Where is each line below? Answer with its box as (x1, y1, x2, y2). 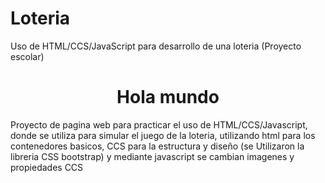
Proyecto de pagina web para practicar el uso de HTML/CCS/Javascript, (10, 118, 308, 131)
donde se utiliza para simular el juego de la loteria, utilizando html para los (10, 129, 316, 141)
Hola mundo (116, 86, 220, 109)
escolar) (10, 50, 45, 62)
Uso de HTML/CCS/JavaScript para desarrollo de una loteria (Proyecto (10, 40, 302, 52)
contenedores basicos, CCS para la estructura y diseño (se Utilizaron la (10, 140, 305, 152)
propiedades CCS (10, 161, 84, 173)
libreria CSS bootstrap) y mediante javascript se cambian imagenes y (10, 150, 295, 162)
